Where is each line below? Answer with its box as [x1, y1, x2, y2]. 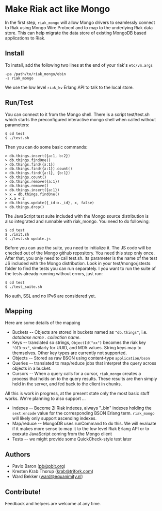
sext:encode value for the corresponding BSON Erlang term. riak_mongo [12, 410, 155, 416]
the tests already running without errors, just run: [5, 270, 103, 276]
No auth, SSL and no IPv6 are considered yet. [5, 293, 96, 299]
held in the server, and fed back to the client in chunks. [12, 381, 122, 387]
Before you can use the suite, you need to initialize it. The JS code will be [5, 245, 151, 250]
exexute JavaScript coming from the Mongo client [12, 431, 113, 437]
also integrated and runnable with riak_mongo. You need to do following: [5, 218, 150, 224]
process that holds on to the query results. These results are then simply [12, 376, 158, 382]
